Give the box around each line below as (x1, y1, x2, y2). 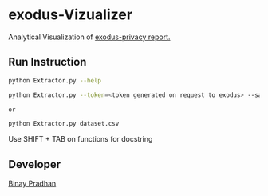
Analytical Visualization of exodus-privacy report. (8, 32, 171, 42)
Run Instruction (8, 55, 87, 69)
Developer (8, 158, 61, 171)
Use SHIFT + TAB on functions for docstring (8, 134, 153, 144)
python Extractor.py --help (8, 76, 102, 85)
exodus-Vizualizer (8, 6, 133, 24)
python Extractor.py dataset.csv (8, 120, 120, 128)
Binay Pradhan (8, 178, 57, 189)
